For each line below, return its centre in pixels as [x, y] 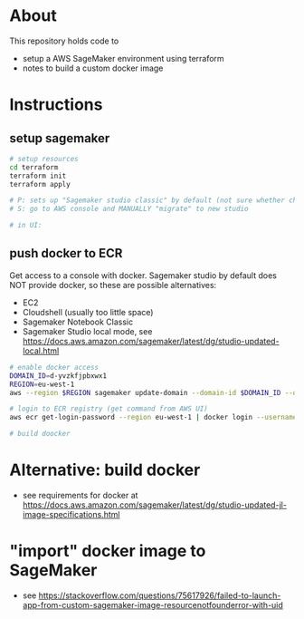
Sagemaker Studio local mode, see [87, 331]
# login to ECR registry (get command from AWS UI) [109, 409]
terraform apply [40, 184]
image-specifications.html [71, 514]
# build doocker [40, 434]
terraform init [38, 176]
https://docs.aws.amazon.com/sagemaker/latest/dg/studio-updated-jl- [155, 505]
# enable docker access [54, 367]
